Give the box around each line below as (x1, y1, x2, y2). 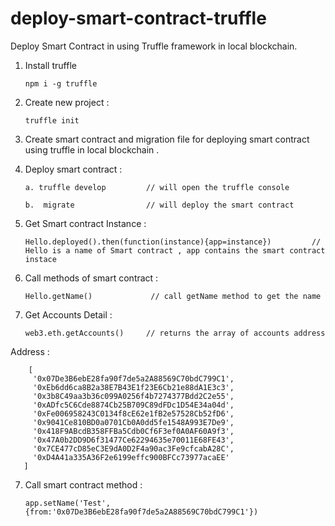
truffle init (24, 115, 80, 126)
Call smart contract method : (24, 478, 143, 491)
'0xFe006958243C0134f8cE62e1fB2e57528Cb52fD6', (32, 408, 235, 419)
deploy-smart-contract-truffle (10, 7, 267, 30)
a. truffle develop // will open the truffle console (24, 182, 290, 192)
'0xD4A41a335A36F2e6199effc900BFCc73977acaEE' (32, 452, 230, 462)
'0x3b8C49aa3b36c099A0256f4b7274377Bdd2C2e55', (32, 391, 235, 401)
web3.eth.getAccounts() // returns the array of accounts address (24, 328, 326, 338)
